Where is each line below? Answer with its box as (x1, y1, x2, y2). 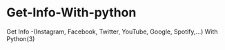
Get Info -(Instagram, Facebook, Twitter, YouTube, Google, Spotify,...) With (6, 27, 218, 36)
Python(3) (6, 34, 35, 42)
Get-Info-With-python (6, 5, 137, 21)
